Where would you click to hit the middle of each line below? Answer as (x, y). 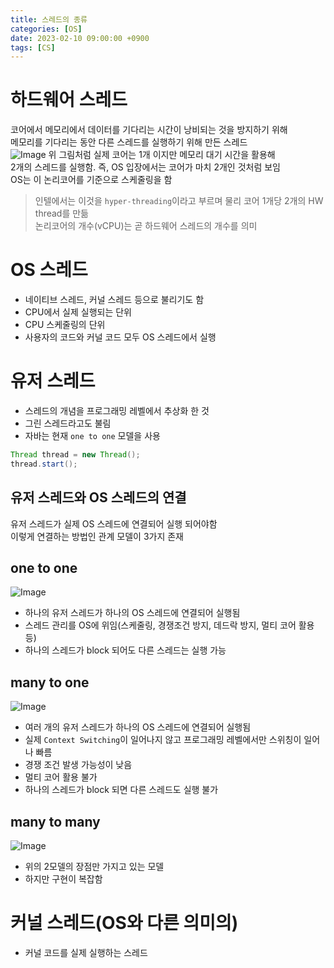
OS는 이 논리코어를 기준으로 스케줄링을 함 (91, 180)
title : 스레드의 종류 (49, 19)
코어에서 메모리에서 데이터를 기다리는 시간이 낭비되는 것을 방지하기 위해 (149, 130)
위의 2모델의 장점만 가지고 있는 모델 (94, 867)
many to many (55, 821)
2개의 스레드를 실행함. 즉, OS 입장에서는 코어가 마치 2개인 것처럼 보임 (145, 167)
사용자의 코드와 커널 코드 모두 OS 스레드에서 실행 (120, 337)
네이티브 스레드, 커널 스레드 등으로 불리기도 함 (114, 300)
